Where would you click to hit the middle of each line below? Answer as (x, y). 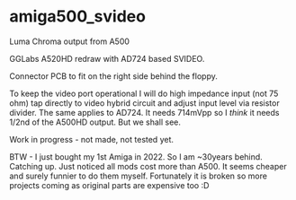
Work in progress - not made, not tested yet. (91, 139)
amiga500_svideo (78, 17)
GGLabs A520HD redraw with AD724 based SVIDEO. (107, 58)
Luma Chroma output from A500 (70, 41)
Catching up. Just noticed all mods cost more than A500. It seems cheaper (148, 166)
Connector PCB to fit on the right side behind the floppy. (113, 76)
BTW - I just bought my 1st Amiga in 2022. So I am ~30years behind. (136, 157)
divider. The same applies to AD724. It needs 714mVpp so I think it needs (144, 112)
